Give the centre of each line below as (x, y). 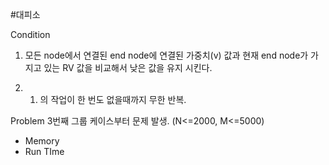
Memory (42, 141)
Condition (30, 34)
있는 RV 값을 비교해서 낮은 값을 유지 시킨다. (128, 67)
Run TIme (44, 151)
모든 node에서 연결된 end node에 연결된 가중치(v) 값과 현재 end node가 (166, 55)
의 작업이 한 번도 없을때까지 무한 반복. (113, 99)
